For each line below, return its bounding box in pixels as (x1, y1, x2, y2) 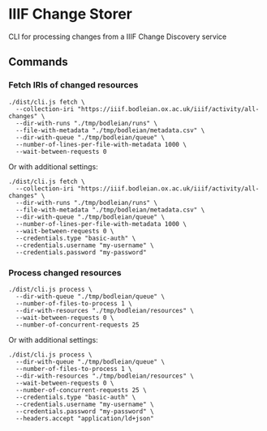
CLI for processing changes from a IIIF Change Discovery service (8, 32, 227, 41)
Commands (8, 55, 69, 69)
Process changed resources (8, 267, 122, 278)
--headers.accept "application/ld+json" (15, 414, 154, 422)
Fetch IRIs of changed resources (8, 79, 139, 91)
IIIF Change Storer (8, 5, 132, 23)
